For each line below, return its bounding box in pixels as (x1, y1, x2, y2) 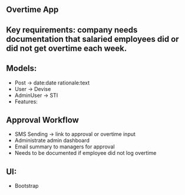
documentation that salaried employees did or (6, 34, 179, 44)
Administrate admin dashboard (14, 137, 90, 144)
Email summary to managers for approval (14, 143, 115, 150)
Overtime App (6, 5, 59, 15)
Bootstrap (14, 183, 39, 190)
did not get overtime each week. (6, 43, 127, 53)
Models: (6, 63, 37, 73)
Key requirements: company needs (6, 25, 138, 35)
